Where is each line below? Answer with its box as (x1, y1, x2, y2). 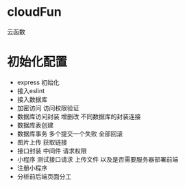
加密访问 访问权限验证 (16, 103, 79, 112)
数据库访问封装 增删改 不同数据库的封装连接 (16, 112, 141, 121)
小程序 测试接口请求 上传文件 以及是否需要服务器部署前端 (16, 155, 179, 163)
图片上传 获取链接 (16, 138, 67, 146)
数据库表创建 (16, 121, 53, 129)
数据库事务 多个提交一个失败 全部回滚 (16, 129, 123, 138)
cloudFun (7, 4, 62, 20)
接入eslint (16, 86, 45, 95)
